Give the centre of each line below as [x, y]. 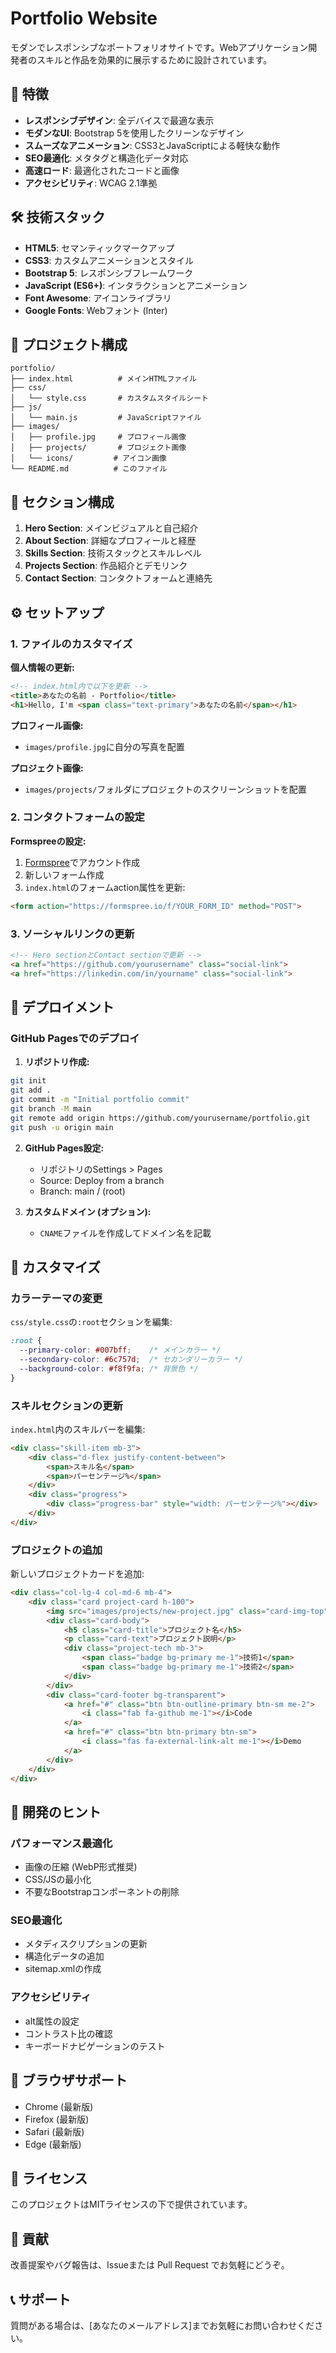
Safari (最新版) [54, 2131]
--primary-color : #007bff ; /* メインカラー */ [120, 1350]
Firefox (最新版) [57, 2119]
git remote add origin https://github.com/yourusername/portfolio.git [160, 1118]
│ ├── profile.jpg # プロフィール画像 [98, 437]
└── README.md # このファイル [89, 469]
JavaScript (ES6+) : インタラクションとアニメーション [136, 285]
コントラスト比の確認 [68, 2033]
